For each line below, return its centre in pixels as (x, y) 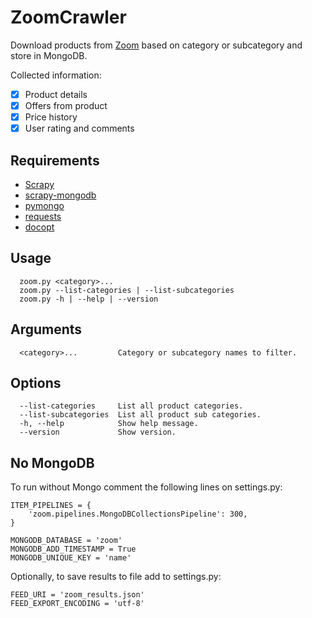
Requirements (55, 160)
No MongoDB (52, 462)
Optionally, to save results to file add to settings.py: (116, 577)
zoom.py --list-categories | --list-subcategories (127, 290)
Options (36, 383)
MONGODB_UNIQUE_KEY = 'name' (71, 558)
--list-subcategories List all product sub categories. (140, 415)
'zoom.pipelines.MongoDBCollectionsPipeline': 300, (138, 514)
